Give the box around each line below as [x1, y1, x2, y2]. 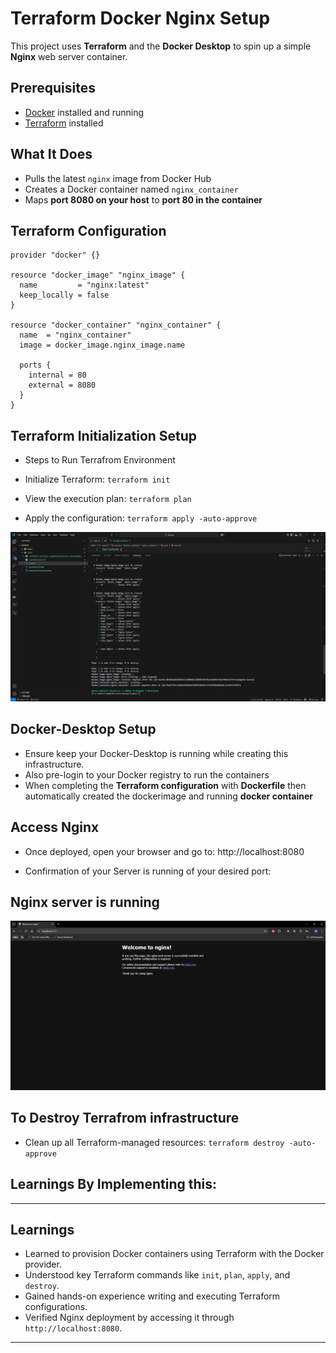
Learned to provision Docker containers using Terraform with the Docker [24, 1248, 325, 1260]
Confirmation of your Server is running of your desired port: [24, 865, 272, 877]
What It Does [10, 146, 93, 163]
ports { [19, 360, 52, 371]
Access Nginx [10, 819, 100, 836]
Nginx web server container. [10, 50, 128, 62]
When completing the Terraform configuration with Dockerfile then [24, 779, 307, 791]
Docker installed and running [24, 106, 145, 118]
